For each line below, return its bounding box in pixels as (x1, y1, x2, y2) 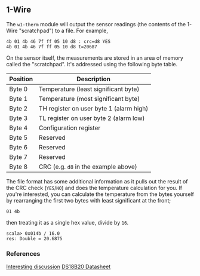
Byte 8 (9, 162, 28, 171)
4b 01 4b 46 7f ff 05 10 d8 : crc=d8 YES (6, 38, 111, 44)
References (6, 249, 41, 257)
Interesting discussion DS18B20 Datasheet (6, 263, 111, 271)
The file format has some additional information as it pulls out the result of (6, 177, 188, 185)
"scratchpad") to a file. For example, (19, 27, 109, 34)
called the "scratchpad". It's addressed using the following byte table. (6, 60, 178, 68)
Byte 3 (9, 114, 28, 122)
